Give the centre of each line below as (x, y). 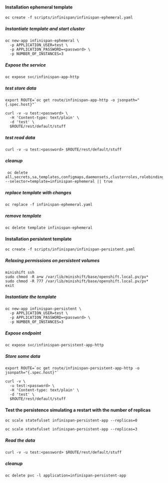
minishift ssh (20, 273)
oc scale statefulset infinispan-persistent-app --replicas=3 (71, 429)
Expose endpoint (23, 333)
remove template (23, 216)
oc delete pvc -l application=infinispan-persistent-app (66, 475)
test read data (20, 137)
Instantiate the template (31, 297)
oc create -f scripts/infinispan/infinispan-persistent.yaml (70, 250)
